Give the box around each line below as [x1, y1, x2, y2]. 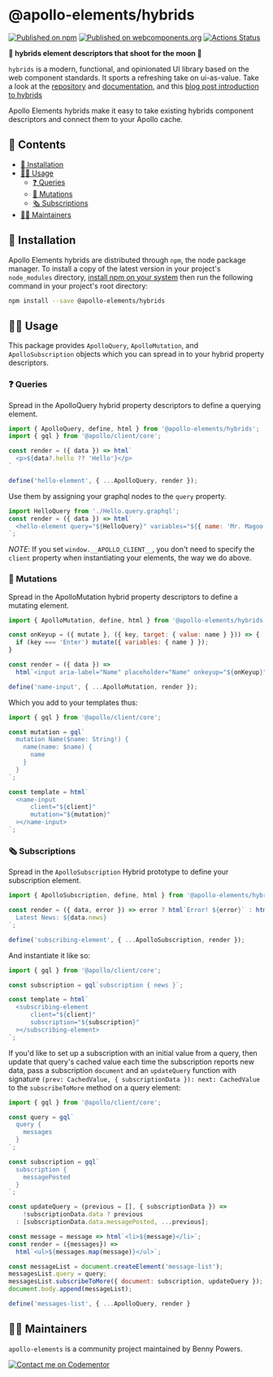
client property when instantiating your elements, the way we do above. [8, 553, 252, 563]
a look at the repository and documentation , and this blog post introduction [8, 81, 259, 91]
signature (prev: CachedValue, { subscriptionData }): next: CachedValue [8, 1074, 261, 1084]
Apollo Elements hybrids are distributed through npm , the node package [8, 254, 246, 265]
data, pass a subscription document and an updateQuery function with [8, 1065, 237, 1075]
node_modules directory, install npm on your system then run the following [8, 272, 253, 282]
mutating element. [8, 600, 69, 610]
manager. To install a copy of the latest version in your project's [8, 263, 221, 273]
